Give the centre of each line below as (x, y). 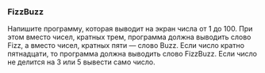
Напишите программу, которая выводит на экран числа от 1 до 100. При (130, 29)
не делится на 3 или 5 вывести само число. (81, 62)
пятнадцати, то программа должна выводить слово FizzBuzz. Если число (132, 54)
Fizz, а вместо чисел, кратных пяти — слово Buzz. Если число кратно (126, 46)
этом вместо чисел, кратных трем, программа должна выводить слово (129, 37)
